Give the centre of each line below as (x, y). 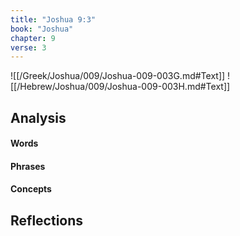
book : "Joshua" (42, 29)
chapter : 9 (33, 38)
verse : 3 (28, 47)
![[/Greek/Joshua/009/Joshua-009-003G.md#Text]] (118, 76)
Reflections (47, 220)
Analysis (38, 117)
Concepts (31, 189)
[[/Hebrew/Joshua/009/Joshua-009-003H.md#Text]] (120, 87)
